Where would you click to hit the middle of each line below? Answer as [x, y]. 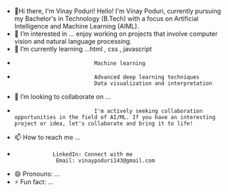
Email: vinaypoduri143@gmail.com [105, 161]
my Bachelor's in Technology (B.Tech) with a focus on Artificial [106, 19]
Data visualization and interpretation [153, 84]
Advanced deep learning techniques [147, 77]
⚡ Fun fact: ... [33, 182]
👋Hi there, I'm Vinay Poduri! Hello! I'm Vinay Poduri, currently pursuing [118, 11]
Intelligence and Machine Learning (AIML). [77, 26]
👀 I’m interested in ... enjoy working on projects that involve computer [116, 34]
